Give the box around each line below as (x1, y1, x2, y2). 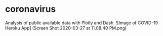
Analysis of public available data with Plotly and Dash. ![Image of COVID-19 (5, 20, 158, 26)
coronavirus (5, 3, 56, 15)
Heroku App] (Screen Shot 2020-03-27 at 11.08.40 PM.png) (5, 25, 127, 31)
